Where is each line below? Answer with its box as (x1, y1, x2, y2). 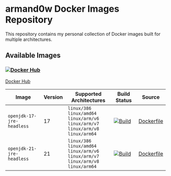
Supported (75, 90, 102, 97)
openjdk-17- (8, 113, 37, 119)
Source (141, 93, 160, 100)
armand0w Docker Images (5, 3, 120, 15)
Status (115, 97, 132, 104)
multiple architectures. (5, 36, 52, 42)
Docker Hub (5, 78, 31, 84)
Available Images (5, 51, 61, 60)
